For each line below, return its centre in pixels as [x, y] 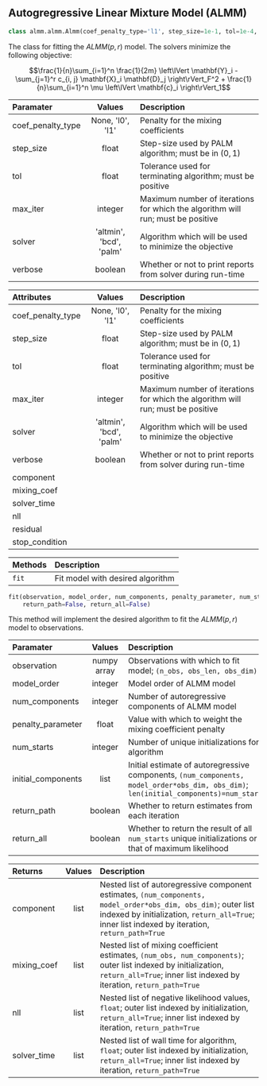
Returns [28, 872]
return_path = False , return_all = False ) [87, 604]
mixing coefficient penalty [177, 729]
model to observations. [46, 628]
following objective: [41, 55]
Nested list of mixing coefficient [159, 945]
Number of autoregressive [177, 697]
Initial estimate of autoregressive [189, 765]
